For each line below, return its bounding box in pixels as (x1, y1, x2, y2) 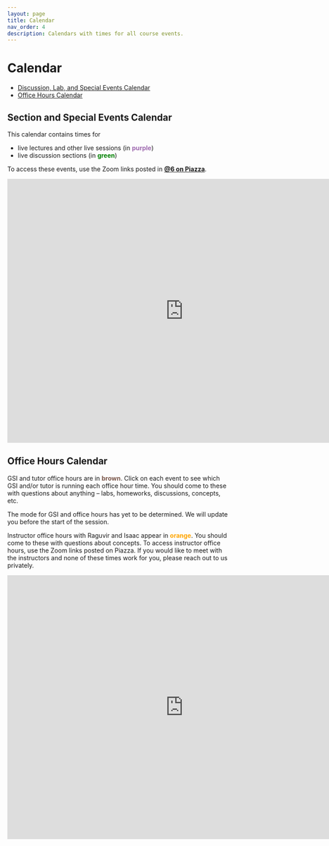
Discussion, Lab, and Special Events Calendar (17, 84, 150, 92)
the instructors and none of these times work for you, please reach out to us (7, 553, 228, 562)
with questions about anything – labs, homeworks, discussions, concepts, (7, 488, 221, 497)
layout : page (7, 10, 46, 18)
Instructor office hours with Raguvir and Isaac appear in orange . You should (7, 531, 227, 539)
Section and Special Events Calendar (7, 111, 172, 123)
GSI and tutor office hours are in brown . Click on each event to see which (7, 474, 220, 482)
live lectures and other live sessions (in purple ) (17, 144, 154, 152)
